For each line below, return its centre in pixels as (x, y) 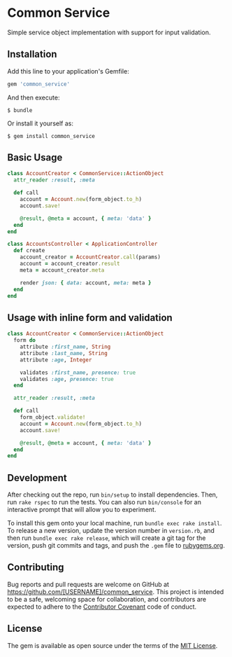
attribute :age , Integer (56, 360)
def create (29, 251)
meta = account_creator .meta (62, 270)
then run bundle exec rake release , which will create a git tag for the (107, 538)
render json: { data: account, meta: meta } (86, 283)
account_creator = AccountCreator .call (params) (90, 257)
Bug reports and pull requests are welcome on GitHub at (88, 584)
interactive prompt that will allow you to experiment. (82, 510)
